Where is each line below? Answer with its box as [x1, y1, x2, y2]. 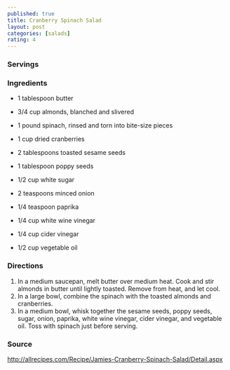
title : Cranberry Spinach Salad [7, 17, 102, 24]
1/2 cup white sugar [17, 176, 75, 184]
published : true [7, 10, 55, 18]
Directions [7, 261, 43, 270]
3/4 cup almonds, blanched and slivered [17, 108, 135, 116]
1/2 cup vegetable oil [17, 243, 79, 252]
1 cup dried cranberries [17, 135, 86, 144]
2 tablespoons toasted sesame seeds [17, 149, 126, 157]
